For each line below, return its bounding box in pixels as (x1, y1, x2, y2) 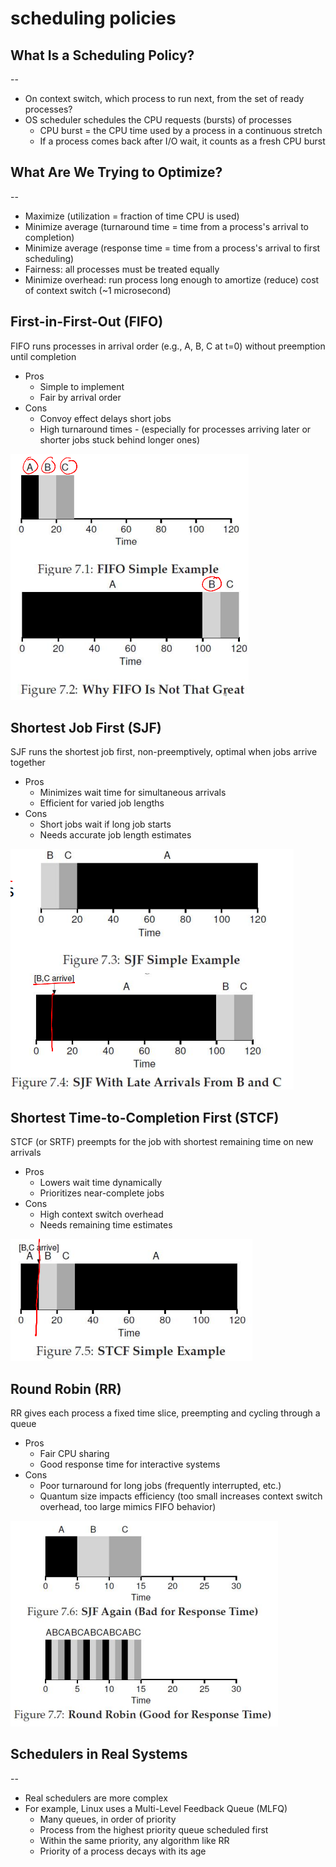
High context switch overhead (39, 1208, 164, 1221)
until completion (10, 350, 77, 362)
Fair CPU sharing (39, 1448, 110, 1460)
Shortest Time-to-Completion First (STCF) (10, 1109, 280, 1126)
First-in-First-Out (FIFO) (10, 313, 164, 331)
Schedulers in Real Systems (10, 1746, 188, 1763)
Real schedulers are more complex (24, 1792, 168, 1804)
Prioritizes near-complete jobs (39, 1187, 165, 1199)
